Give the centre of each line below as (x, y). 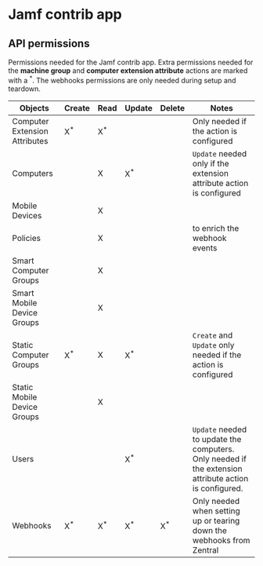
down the (209, 530)
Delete (173, 108)
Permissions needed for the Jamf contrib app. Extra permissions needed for (131, 62)
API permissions (49, 44)
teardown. (25, 89)
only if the (211, 163)
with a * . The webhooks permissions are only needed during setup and (122, 80)
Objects (34, 108)
